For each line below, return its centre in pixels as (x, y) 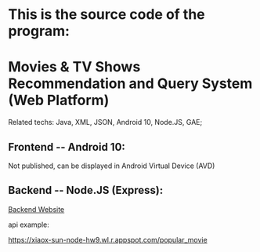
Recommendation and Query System (130, 84)
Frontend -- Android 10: (67, 147)
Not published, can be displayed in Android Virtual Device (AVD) (112, 166)
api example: (29, 225)
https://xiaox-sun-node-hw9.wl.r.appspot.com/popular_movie (108, 239)
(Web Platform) (59, 100)
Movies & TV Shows (74, 67)
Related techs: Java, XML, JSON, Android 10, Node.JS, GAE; (105, 122)
